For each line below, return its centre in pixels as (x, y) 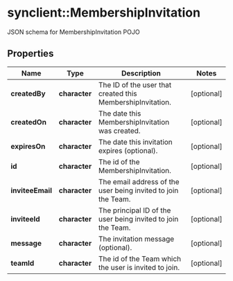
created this (118, 93)
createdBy (28, 93)
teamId (23, 263)
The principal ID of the (135, 210)
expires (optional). (128, 150)
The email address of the (139, 181)
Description (141, 73)
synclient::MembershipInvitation (104, 13)
